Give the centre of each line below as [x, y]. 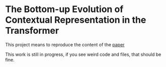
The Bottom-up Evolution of [64, 9]
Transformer [32, 31]
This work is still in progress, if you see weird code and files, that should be [83, 54]
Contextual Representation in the [76, 20]
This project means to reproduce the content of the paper [65, 44]
